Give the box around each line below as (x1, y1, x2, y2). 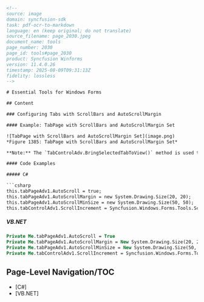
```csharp (6, 183, 32, 189)
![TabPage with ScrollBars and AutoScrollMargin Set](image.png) (6, 133, 175, 139)
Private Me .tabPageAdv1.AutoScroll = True (6, 233, 115, 240)
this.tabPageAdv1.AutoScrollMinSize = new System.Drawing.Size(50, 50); (6, 200, 194, 206)
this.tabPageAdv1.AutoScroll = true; (6, 188, 102, 194)
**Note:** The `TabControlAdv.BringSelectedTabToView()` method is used (6, 150, 194, 156)
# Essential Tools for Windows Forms (6, 89, 102, 96)
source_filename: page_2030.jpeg (6, 33, 91, 39)
